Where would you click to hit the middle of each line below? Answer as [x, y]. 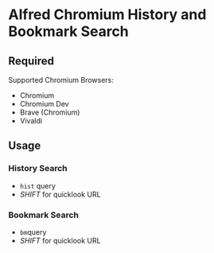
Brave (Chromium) [50, 112]
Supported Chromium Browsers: [61, 80]
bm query [33, 232]
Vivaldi [31, 121]
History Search [38, 169]
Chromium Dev [44, 104]
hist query [37, 185]
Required [31, 61]
